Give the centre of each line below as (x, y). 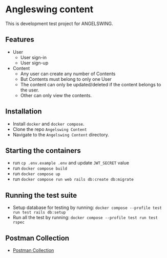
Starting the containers (43, 150)
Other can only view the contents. (56, 95)
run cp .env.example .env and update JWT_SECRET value (71, 163)
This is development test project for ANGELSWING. (59, 24)
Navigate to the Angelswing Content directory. (61, 134)
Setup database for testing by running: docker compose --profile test (87, 207)
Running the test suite (41, 195)
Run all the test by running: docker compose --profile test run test (85, 218)
